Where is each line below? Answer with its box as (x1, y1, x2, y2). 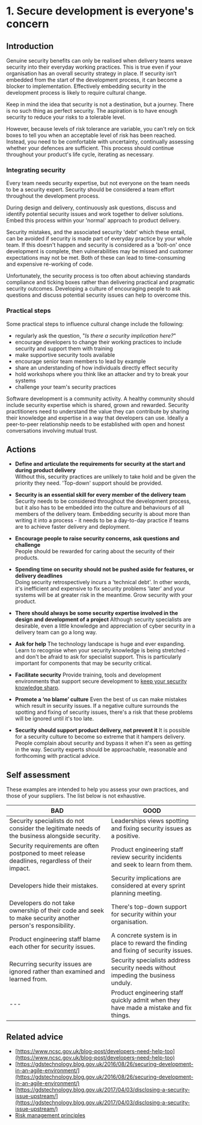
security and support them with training (14, 345, 113, 352)
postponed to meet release (9, 849, 85, 857)
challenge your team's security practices (14, 383, 117, 390)
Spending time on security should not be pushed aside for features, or (14, 566, 194, 573)
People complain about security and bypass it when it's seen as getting (14, 740, 192, 747)
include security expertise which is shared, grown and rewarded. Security (6, 401, 189, 408)
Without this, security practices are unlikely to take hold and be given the (14, 473, 196, 481)
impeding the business (111, 971, 176, 980)
